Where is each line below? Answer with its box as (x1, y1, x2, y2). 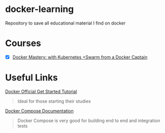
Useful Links (5, 72, 58, 83)
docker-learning (5, 3, 74, 15)
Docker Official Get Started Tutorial (5, 88, 77, 94)
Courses (5, 37, 41, 49)
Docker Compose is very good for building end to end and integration (17, 117, 161, 123)
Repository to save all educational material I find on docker (5, 20, 126, 26)
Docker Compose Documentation (5, 107, 74, 113)
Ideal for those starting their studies (17, 98, 91, 104)
